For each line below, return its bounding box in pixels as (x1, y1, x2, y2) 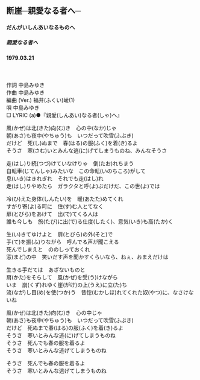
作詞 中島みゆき (6, 81, 45, 89)
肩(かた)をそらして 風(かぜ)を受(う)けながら (6, 273, 119, 280)
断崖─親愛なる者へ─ (6, 5, 81, 16)
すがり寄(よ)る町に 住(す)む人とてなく (6, 203, 104, 210)
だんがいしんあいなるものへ (6, 24, 75, 31)
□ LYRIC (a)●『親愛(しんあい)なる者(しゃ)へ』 (6, 111, 122, 119)
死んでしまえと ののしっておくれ (6, 245, 90, 253)
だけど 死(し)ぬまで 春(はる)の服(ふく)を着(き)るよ (6, 139, 138, 147)
